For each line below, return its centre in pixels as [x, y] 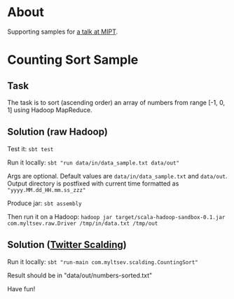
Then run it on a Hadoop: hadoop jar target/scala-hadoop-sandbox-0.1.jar [116, 216]
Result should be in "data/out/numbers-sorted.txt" [80, 275]
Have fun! [21, 288]
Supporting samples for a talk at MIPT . [63, 32]
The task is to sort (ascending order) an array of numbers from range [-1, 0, [116, 102]
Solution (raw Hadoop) [58, 132]
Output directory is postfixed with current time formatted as [93, 183]
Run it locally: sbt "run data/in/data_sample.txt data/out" [94, 162]
